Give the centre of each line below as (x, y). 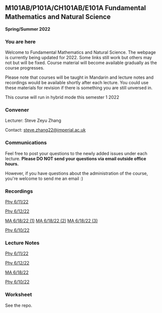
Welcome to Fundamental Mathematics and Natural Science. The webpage (81, 52)
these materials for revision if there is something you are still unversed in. (79, 88)
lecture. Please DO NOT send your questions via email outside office (76, 158)
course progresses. (25, 68)
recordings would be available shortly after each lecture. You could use (77, 83)
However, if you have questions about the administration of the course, (77, 173)
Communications (26, 143)
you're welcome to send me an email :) (44, 179)
